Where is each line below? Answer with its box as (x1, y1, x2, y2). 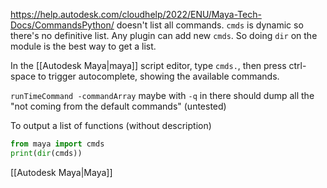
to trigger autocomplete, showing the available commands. (38, 70, 280, 82)
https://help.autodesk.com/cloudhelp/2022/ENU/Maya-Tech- (10, 9, 262, 20)
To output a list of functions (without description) (10, 120, 212, 131)
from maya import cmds (10, 139, 105, 149)
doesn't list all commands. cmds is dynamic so (116, 19, 304, 31)
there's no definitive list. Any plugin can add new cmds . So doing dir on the (10, 30, 318, 41)
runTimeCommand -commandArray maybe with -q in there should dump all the (10, 90, 315, 101)
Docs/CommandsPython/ (10, 19, 115, 31)
